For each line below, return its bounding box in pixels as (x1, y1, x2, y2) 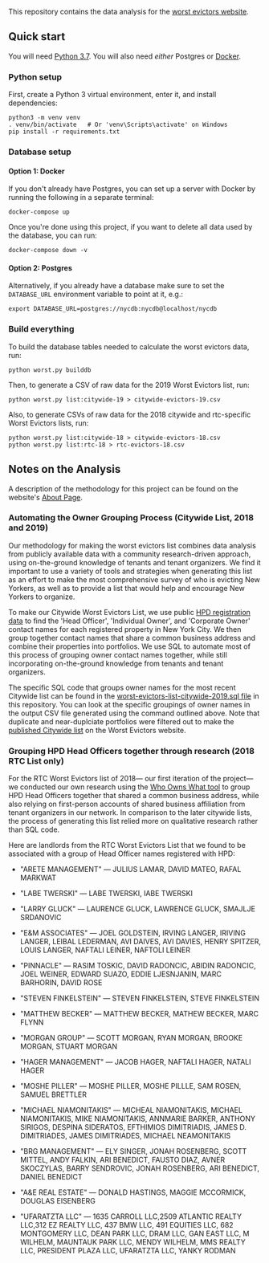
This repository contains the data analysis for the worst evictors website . (8, 7, 249, 16)
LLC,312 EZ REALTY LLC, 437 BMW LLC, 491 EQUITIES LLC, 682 (19, 1220, 234, 1230)
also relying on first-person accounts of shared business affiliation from (8, 799, 246, 809)
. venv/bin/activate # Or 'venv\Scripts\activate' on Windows (8, 120, 228, 129)
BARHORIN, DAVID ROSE (19, 978, 103, 988)
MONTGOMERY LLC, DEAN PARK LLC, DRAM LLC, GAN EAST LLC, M (19, 1228, 250, 1239)
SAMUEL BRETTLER (19, 1090, 87, 1099)
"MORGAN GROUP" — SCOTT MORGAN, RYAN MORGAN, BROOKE (19, 1033, 243, 1043)
